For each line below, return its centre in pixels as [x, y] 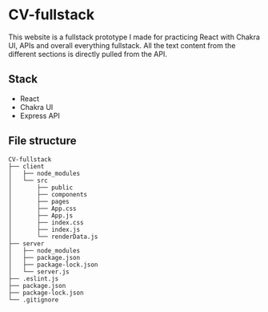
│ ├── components [48, 194]
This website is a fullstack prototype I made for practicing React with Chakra [134, 37]
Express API [40, 115]
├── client [26, 166]
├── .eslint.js [34, 278]
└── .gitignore [34, 300]
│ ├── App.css [43, 209]
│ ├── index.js [44, 229]
